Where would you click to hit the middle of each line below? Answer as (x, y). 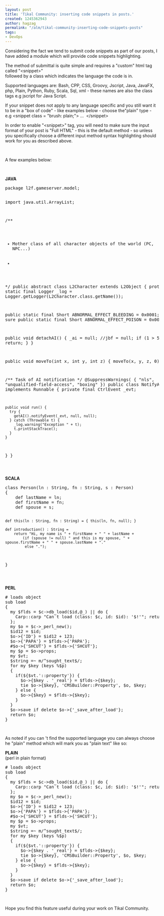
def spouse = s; (35, 507)
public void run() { (26, 407)
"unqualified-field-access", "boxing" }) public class (72, 384)
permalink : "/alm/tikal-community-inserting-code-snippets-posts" (74, 28)
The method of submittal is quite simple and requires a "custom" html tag (79, 65)
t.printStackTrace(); (36, 429)
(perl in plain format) (26, 758)
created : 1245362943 (26, 19)
